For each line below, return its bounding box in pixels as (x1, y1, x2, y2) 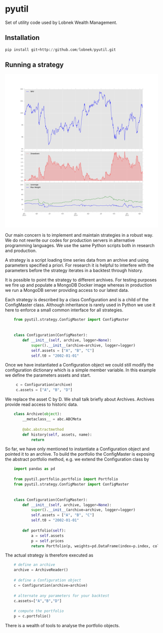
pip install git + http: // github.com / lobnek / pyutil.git (5, 47, 116, 52)
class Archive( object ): (14, 412, 62, 417)
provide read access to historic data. (5, 402, 79, 407)
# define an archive (14, 562, 55, 567)
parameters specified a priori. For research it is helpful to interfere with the (5, 262, 154, 269)
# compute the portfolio (14, 609, 64, 614)
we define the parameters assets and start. (5, 372, 91, 378)
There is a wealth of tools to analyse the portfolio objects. (5, 623, 120, 629)
